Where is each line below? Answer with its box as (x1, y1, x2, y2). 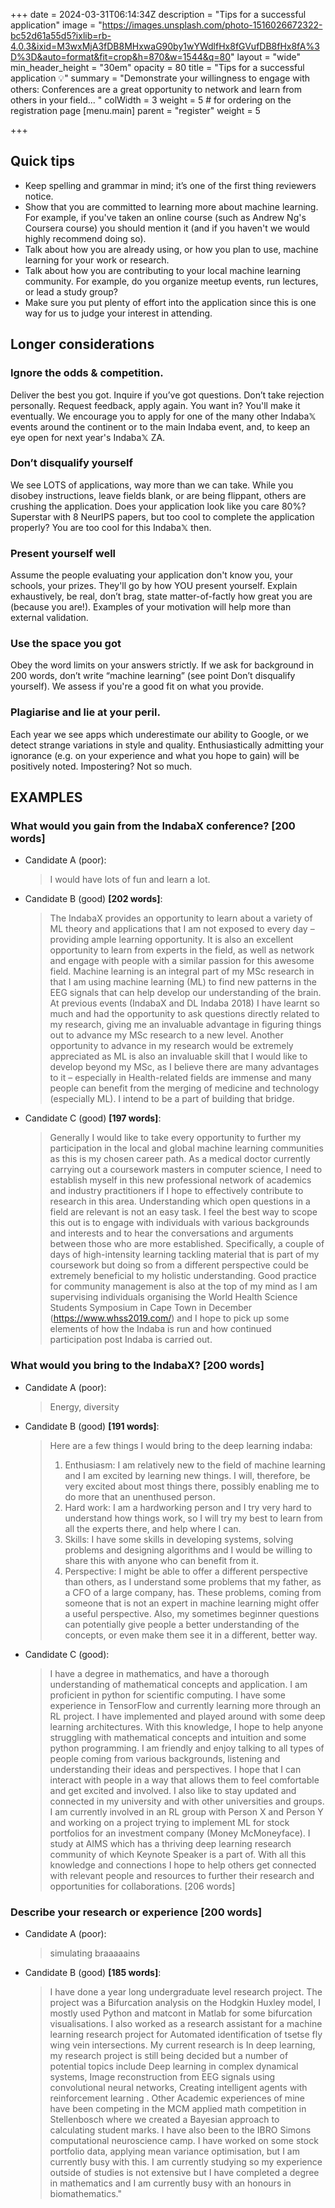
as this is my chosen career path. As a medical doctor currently (49, 1153, 311, 1165)
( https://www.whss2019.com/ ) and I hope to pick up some (49, 1312, 290, 1324)
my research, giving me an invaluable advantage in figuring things (49, 1019, 322, 1031)
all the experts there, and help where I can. (64, 1522, 242, 1534)
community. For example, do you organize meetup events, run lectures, (24, 275, 319, 287)
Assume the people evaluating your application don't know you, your (10, 569, 294, 581)
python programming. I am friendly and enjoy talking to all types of (49, 1742, 325, 1754)
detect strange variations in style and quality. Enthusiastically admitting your (10, 739, 325, 751)
